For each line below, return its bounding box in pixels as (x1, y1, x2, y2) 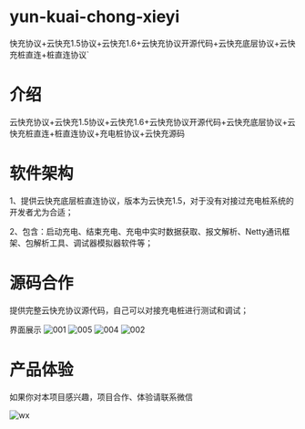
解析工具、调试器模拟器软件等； (33, 237, 153, 248)
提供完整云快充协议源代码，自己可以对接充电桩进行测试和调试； (9, 304, 249, 316)
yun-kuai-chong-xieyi (9, 6, 180, 27)
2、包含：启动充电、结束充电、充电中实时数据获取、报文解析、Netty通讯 (9, 225, 282, 236)
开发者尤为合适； (9, 206, 74, 217)
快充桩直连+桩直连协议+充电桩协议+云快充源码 (9, 128, 185, 139)
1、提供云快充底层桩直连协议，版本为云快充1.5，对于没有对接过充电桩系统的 (9, 194, 294, 206)
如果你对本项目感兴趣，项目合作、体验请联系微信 (9, 391, 193, 403)
